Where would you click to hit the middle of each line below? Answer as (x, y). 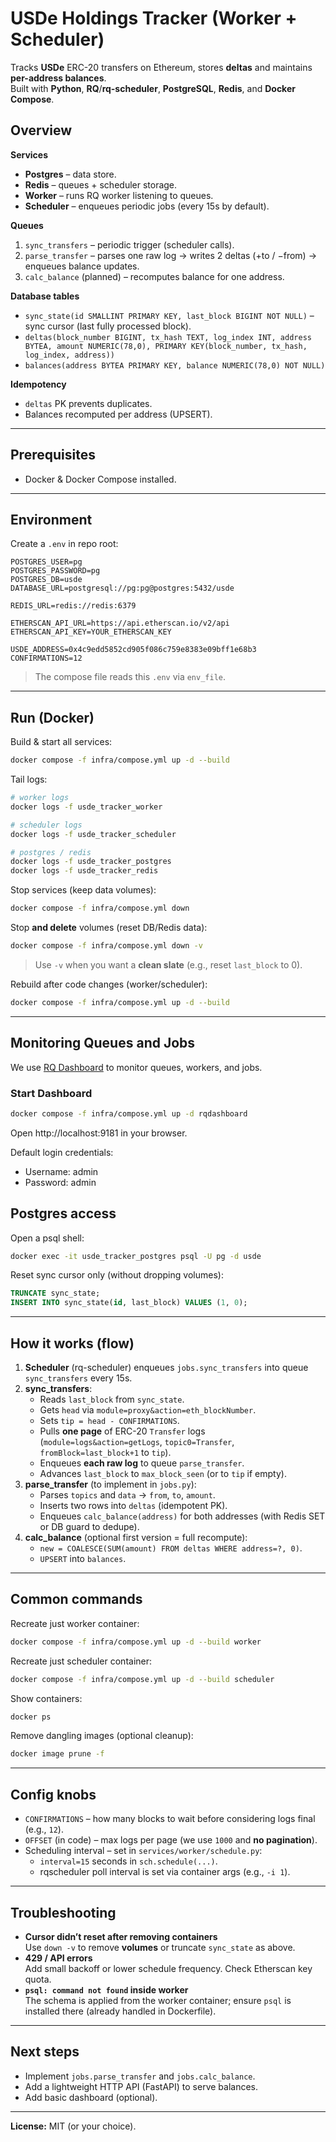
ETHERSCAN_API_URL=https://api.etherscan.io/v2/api (120, 623)
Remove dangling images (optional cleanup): (102, 1736)
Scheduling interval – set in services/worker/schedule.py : (143, 1851)
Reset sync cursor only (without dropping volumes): (117, 1275)
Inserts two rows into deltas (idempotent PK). (133, 1506)
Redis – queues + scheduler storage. (101, 184)
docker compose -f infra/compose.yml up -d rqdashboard (129, 1113)
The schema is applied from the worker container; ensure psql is (158, 2000)
